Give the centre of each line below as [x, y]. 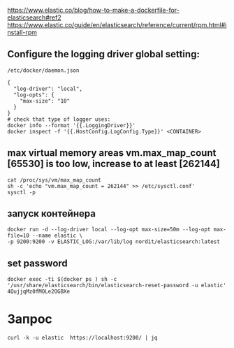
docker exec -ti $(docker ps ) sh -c [62, 280]
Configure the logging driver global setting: [104, 54]
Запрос [30, 319]
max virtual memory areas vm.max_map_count [112, 153]
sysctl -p [22, 192]
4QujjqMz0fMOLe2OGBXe [39, 292]
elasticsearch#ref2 [34, 17]
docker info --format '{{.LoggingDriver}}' [72, 125]
